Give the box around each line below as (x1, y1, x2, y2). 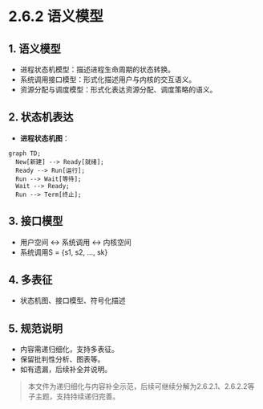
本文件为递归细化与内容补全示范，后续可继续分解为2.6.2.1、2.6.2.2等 (27, 382, 255, 391)
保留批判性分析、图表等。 (19, 354, 105, 364)
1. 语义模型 (8, 42, 62, 55)
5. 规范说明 (8, 321, 63, 335)
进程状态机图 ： (19, 133, 70, 143)
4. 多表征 (8, 273, 53, 287)
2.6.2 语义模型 (8, 7, 104, 26)
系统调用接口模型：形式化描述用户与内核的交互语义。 (19, 75, 196, 84)
